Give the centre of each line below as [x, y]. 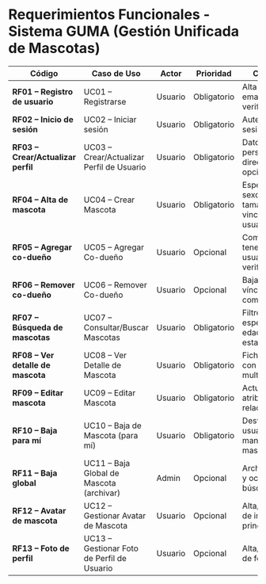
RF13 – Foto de [41, 548]
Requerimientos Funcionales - [109, 15]
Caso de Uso [116, 73]
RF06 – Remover [44, 284]
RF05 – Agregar [42, 247]
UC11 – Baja [107, 463]
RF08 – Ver [33, 355]
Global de [102, 473]
